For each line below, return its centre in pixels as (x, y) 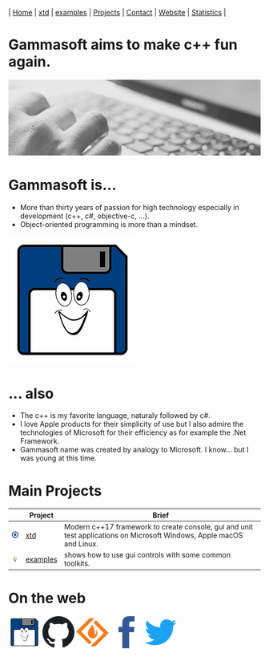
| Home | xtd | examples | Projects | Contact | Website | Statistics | (117, 12)
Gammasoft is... (62, 185)
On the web (47, 598)
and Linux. (81, 544)
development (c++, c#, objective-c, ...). (84, 216)
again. (30, 62)
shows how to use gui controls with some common (147, 555)
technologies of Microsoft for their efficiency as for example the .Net (133, 432)
